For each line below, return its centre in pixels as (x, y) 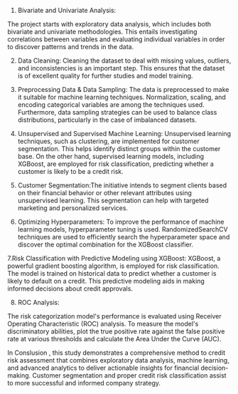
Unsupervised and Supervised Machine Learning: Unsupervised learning (124, 134)
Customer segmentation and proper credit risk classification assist (129, 375)
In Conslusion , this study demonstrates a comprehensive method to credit (117, 353)
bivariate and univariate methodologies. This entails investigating (102, 32)
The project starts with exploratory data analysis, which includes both (109, 24)
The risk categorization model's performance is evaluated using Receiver (114, 316)
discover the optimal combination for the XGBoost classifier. (106, 244)
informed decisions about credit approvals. (70, 289)
